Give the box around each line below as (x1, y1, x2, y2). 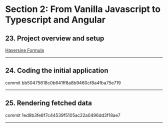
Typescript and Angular (5, 14, 106, 25)
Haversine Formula (5, 47, 44, 53)
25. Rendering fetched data (5, 99, 92, 107)
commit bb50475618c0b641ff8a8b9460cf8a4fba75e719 (5, 79, 121, 85)
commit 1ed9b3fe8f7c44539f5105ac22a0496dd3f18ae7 (5, 112, 121, 118)
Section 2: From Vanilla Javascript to (5, 3, 161, 15)
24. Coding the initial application (5, 66, 108, 75)
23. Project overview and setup (5, 34, 104, 42)
